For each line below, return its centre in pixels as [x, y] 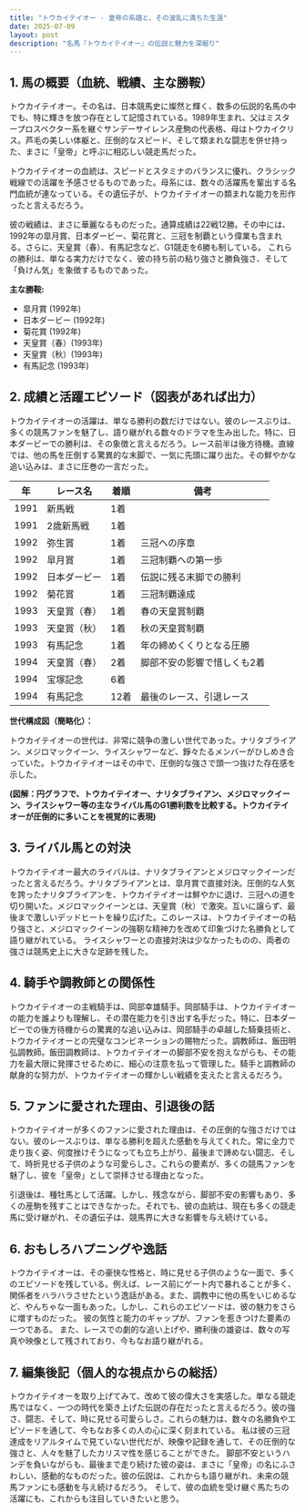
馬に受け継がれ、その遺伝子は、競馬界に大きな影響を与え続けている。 [141, 1218]
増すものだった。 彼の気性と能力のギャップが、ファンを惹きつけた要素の [154, 1318]
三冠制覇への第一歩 [182, 559]
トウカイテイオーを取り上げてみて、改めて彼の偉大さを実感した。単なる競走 [153, 1395]
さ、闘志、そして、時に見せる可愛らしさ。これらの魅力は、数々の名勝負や [149, 1418]
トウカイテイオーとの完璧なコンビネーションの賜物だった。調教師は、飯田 [149, 1040]
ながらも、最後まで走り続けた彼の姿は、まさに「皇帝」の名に [164, 1464]
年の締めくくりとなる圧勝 [195, 645]
